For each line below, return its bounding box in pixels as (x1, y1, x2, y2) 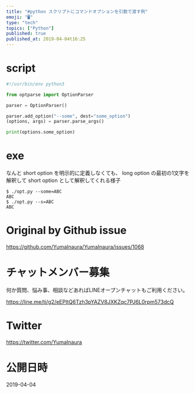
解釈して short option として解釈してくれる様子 (6, 177, 121, 184)
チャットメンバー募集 (6, 266, 110, 280)
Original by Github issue (6, 224, 127, 237)
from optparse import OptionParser (6, 92, 94, 98)
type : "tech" (6, 20, 38, 25)
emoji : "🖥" (6, 14, 34, 20)
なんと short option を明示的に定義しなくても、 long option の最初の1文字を (6, 170, 190, 177)
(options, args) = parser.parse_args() (6, 119, 105, 125)
